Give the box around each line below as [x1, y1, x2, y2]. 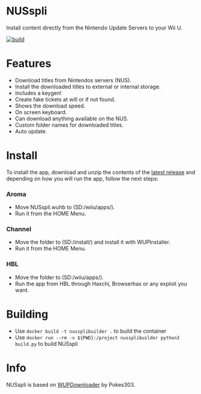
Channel [6, 225, 32, 234]
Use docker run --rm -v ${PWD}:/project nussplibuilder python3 [14, 333, 180, 341]
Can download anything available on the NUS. [14, 115, 129, 122]
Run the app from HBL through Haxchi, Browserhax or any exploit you [14, 280, 187, 287]
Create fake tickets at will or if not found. [14, 95, 116, 103]
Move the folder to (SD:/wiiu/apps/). [14, 273, 104, 280]
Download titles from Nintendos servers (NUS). [14, 76, 132, 83]
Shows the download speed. [14, 102, 86, 109]
